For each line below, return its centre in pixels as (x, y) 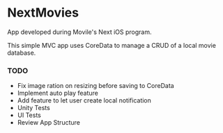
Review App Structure (48, 123)
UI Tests (29, 115)
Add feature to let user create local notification (84, 100)
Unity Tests (33, 108)
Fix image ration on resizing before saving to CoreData (95, 86)
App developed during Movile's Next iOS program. (79, 32)
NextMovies (43, 13)
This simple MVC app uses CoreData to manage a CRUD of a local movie (111, 45)
